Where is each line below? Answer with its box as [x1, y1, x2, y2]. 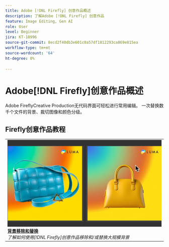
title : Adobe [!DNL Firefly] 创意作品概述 [5, 8, 91, 13]
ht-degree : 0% [5, 56, 35, 61]
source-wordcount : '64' [5, 50, 55, 55]
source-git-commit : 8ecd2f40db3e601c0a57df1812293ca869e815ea [5, 40, 138, 45]
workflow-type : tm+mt [5, 45, 51, 50]
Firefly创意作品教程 [5, 125, 66, 133]
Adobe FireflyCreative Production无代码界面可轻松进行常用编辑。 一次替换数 [5, 103, 164, 109]
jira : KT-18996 [5, 35, 37, 40]
